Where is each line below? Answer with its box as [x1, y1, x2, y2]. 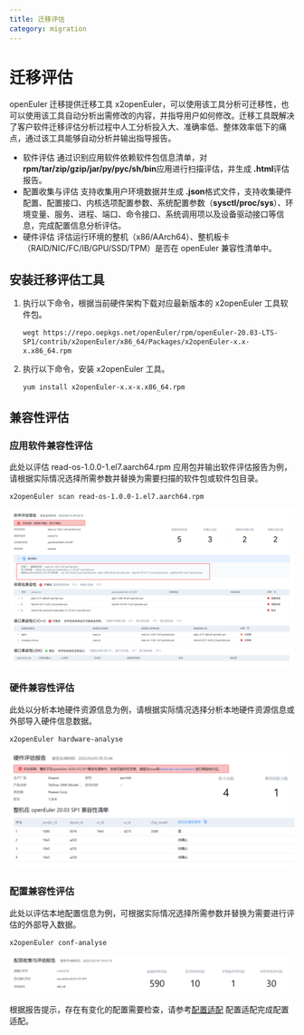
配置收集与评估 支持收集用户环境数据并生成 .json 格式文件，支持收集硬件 [22, 186, 292, 197]
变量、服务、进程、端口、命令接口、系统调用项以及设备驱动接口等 [30, 209, 277, 220]
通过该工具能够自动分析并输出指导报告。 [24, 132, 176, 144]
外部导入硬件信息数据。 [9, 715, 97, 726]
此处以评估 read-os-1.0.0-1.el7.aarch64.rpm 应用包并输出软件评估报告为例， [9, 461, 292, 472]
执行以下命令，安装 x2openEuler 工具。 [22, 364, 170, 375]
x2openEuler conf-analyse [9, 938, 107, 947]
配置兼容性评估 [9, 885, 75, 898]
